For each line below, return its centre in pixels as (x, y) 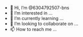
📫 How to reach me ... (33, 29)
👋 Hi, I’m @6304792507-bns (39, 8)
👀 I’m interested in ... (31, 13)
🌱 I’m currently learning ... (37, 18)
